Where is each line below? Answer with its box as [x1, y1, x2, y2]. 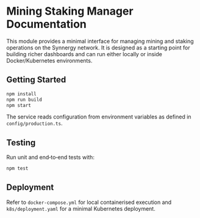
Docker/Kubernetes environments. [6, 57, 93, 64]
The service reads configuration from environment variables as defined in [6, 113, 191, 120]
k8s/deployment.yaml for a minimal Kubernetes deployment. [6, 205, 155, 212]
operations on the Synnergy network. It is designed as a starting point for [6, 44, 190, 51]
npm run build [6, 96, 43, 103]
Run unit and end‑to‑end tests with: [6, 154, 95, 161]
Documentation [6, 17, 87, 31]
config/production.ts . [6, 120, 63, 127]
